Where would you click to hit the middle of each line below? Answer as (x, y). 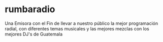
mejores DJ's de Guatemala (34, 34)
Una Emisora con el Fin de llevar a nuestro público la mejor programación (81, 23)
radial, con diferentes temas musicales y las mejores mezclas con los (77, 28)
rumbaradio (30, 9)
